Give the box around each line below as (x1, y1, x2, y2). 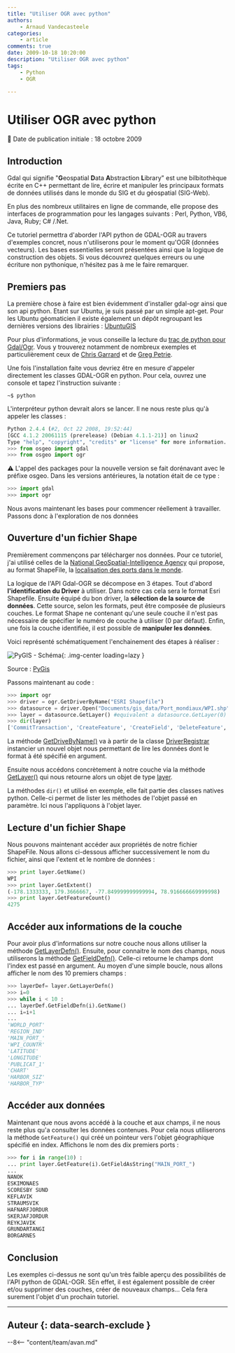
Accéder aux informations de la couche (7, 921, 183, 933)
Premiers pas (7, 281, 66, 293)
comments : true (7, 43, 52, 50)
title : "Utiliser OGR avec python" (7, 10, 111, 18)
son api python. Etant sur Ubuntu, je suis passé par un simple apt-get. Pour (7, 306, 224, 315)
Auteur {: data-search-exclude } (7, 1319, 151, 1331)
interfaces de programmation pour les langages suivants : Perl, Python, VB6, (7, 210, 227, 218)
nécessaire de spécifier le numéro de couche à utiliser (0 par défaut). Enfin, (7, 616, 225, 624)
